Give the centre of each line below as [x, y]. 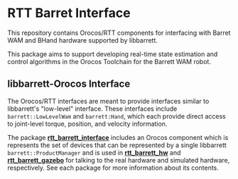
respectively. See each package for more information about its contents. [113, 168]
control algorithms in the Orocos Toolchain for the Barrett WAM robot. [109, 61]
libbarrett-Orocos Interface [69, 84]
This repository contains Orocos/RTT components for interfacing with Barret [119, 33]
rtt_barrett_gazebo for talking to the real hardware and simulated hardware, [119, 160]
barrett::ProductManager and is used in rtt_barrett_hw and [94, 152]
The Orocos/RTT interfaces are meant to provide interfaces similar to [108, 101]
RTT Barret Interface [69, 13]
